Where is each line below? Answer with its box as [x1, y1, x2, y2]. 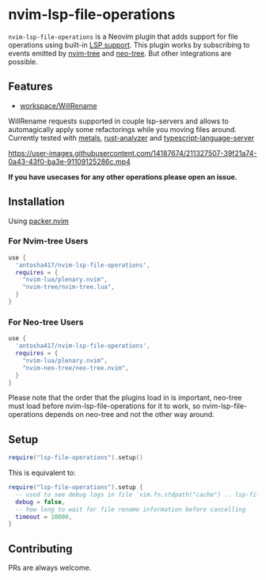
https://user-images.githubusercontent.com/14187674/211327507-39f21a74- [8, 148, 257, 157]
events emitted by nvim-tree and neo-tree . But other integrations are [8, 48, 232, 58]
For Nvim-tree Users [8, 236, 89, 247]
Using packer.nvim [8, 216, 70, 226]
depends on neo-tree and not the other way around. [44, 410, 215, 419]
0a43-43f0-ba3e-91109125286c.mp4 [8, 157, 131, 166]
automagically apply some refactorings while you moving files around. [8, 124, 237, 134]
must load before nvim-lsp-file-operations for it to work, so [8, 401, 200, 411]
